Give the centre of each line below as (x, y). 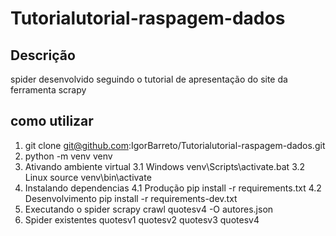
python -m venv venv (68, 156)
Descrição (43, 55)
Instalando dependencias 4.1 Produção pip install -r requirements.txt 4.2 (173, 188)
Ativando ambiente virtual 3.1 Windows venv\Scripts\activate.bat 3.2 (165, 166)
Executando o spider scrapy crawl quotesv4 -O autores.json (149, 209)
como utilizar (52, 121)
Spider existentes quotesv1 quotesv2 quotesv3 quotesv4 (142, 219)
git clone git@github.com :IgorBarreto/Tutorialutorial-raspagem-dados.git (175, 145)
